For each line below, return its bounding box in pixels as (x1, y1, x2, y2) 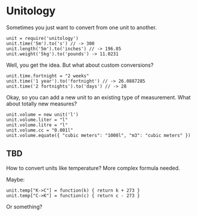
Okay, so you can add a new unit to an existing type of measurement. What (6, 93, 191, 101)
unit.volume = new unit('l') (6, 111, 79, 117)
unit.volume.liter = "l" (6, 117, 68, 123)
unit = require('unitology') (6, 35, 79, 41)
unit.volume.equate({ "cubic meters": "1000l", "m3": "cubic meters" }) (6, 132, 191, 138)
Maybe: (6, 176, 25, 183)
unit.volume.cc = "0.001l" (6, 127, 73, 133)
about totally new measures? (6, 100, 78, 107)
